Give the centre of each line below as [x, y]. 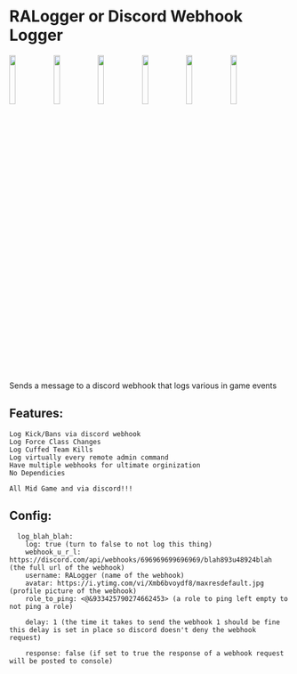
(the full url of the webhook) [67, 567]
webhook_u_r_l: [53, 552]
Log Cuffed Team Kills [51, 450]
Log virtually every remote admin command [89, 457]
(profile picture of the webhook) [73, 591]
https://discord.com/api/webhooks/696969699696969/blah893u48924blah [141, 560]
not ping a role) [41, 606]
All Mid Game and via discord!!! [71, 488]
